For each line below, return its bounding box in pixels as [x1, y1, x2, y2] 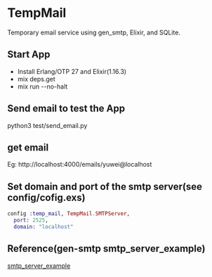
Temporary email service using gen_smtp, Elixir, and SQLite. [7, 28, 181, 37]
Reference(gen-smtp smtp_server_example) [7, 243, 206, 255]
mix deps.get [17, 75, 56, 83]
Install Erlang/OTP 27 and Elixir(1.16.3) [17, 67, 127, 75]
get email [7, 141, 49, 153]
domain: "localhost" [13, 223, 74, 230]
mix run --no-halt [17, 82, 68, 91]
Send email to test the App [7, 103, 125, 115]
